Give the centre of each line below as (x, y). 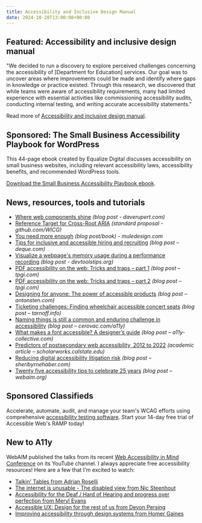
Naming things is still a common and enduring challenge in (88, 319)
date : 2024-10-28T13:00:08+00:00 (48, 17)
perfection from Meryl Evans (50, 501)
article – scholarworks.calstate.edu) (60, 351)
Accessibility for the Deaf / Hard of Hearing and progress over (92, 494)
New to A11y (29, 442)
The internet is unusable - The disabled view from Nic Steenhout (95, 488)
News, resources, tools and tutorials (76, 202)
